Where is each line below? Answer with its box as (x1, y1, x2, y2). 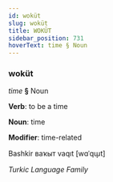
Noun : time (8, 117, 46, 127)
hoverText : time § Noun (8, 42, 88, 50)
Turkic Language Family (8, 165, 88, 175)
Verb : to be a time (8, 102, 68, 111)
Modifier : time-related (8, 133, 83, 143)
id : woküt (8, 11, 42, 20)
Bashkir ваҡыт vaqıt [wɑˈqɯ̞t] (8, 149, 106, 159)
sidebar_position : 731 (8, 34, 84, 42)
